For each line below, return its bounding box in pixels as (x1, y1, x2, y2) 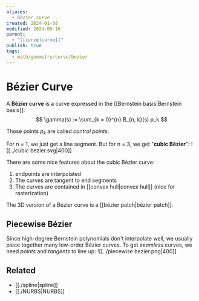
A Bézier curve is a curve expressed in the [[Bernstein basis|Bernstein (6, 100, 182, 107)
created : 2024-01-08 (6, 20, 59, 26)
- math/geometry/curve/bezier (11, 54, 88, 60)
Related (6, 265, 36, 276)
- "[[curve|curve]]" (11, 37, 64, 43)
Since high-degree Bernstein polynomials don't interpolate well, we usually (6, 235, 193, 242)
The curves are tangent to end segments (15, 176, 117, 184)
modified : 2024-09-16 (6, 25, 61, 32)
